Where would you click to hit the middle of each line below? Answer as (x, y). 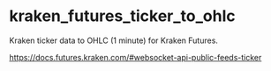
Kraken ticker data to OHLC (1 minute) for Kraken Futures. (114, 40)
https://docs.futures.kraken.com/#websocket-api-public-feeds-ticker (135, 57)
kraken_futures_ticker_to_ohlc (122, 16)
